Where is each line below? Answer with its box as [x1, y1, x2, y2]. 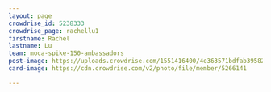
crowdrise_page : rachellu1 [8, 27, 99, 35]
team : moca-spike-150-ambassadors [8, 49, 125, 57]
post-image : [8, 57, 48, 65]
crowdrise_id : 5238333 [8, 19, 85, 27]
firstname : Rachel [8, 34, 70, 43]
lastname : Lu [8, 42, 52, 50]
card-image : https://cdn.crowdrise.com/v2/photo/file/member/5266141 [8, 65, 248, 73]
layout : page [8, 11, 52, 20]
